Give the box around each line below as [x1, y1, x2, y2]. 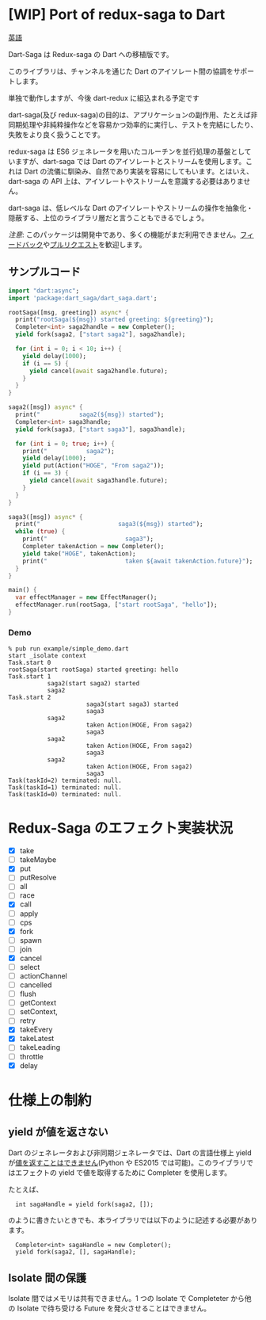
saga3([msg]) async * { [8, 513, 83, 521]
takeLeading [19, 1043, 61, 1052]
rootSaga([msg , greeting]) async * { [8, 308, 129, 316]
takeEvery [19, 1024, 53, 1035]
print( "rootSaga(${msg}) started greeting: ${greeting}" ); [15, 315, 215, 324]
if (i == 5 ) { [22, 359, 69, 368]
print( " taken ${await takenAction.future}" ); [22, 557, 253, 565]
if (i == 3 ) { [22, 469, 69, 477]
